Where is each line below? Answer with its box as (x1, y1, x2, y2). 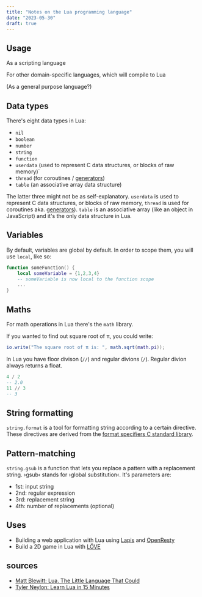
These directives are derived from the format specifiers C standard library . (6, 430, 193, 438)
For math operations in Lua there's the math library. (6, 321, 134, 328)
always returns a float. (6, 362, 63, 369)
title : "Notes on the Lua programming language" (6, 9, 132, 15)
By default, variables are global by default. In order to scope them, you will (6, 246, 193, 253)
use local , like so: (6, 252, 52, 260)
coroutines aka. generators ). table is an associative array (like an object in (6, 206, 193, 213)
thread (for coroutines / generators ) (15, 175, 105, 181)
